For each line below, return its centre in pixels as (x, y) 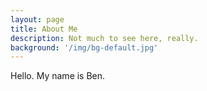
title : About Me (44, 29)
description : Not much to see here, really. (104, 38)
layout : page (37, 19)
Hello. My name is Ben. (58, 76)
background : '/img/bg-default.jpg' (84, 47)
